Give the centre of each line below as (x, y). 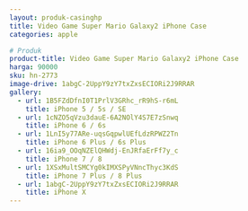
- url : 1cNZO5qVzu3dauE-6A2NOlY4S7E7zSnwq (98, 118)
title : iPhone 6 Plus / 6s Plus (86, 143)
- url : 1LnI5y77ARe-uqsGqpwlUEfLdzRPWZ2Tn (98, 134)
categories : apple (44, 34)
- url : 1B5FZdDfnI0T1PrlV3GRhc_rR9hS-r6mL (98, 101)
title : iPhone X (56, 193)
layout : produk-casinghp (56, 18)
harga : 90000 (34, 67)
